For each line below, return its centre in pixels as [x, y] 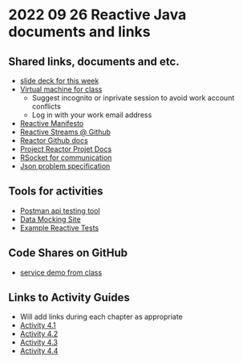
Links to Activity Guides [69, 298]
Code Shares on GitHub [68, 253]
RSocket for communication [66, 157]
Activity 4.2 [39, 334]
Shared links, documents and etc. [94, 61]
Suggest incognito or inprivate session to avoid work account [133, 98]
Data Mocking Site [51, 219]
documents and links [79, 32]
